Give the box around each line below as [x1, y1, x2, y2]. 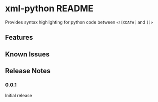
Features [5, 33, 33, 42]
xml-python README [5, 3, 94, 14]
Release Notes [5, 67, 51, 75]
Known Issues [5, 50, 50, 58]
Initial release [5, 93, 32, 99]
